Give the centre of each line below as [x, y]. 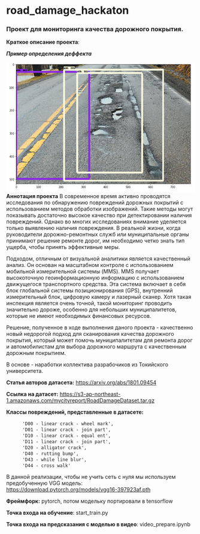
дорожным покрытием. [36, 353]
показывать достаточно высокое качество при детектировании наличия [99, 216]
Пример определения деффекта [49, 54]
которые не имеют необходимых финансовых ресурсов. [79, 316]
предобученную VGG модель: [44, 483]
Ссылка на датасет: [32, 394]
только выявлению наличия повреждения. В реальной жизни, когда [93, 228]
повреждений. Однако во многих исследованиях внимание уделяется [96, 222]
